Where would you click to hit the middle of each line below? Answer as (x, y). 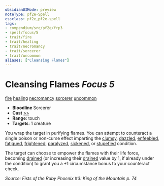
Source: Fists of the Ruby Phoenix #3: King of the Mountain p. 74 (71, 179)
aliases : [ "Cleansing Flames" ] (37, 60)
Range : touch (26, 118)
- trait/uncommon (23, 56)
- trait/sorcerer (23, 51)
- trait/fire (18, 37)
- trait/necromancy (25, 46)
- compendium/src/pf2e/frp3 (34, 28)
